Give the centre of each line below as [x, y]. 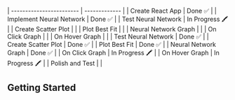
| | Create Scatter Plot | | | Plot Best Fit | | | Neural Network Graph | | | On [112, 29]
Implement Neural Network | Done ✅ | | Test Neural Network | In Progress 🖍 [118, 19]
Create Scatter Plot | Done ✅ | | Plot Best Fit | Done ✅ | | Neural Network [112, 44]
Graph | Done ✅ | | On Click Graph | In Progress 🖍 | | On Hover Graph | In [113, 53]
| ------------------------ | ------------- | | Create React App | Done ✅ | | [112, 11]
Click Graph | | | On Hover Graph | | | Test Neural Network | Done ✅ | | [108, 36]
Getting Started [42, 88]
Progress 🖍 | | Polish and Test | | [55, 63]
